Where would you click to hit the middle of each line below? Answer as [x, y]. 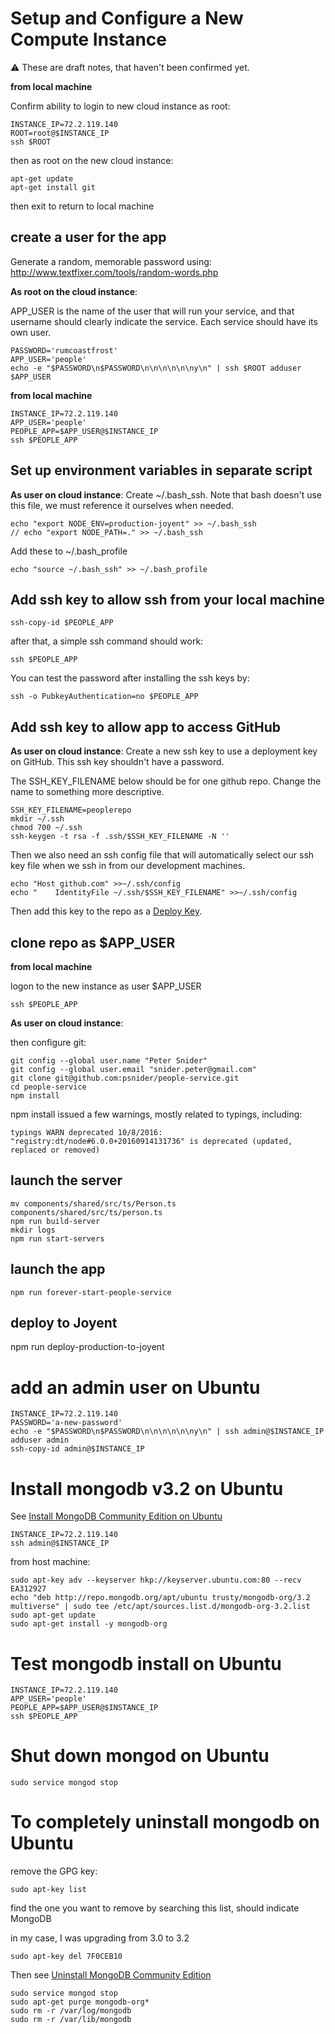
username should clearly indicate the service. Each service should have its [164, 321]
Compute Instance [89, 39]
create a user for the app [88, 237]
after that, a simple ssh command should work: [107, 641]
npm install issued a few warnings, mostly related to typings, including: [156, 1114]
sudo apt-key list [48, 1890]
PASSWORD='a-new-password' [66, 1423]
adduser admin [40, 1440]
